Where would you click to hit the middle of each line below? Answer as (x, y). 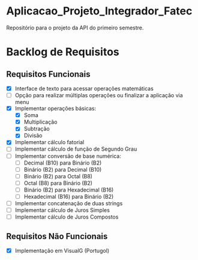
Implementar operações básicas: (55, 109)
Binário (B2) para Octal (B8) (58, 176)
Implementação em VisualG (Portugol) (62, 250)
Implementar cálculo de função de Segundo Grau (76, 149)
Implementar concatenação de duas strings (69, 203)
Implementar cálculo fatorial (49, 142)
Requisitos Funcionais (49, 74)
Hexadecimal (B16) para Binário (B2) (69, 196)
